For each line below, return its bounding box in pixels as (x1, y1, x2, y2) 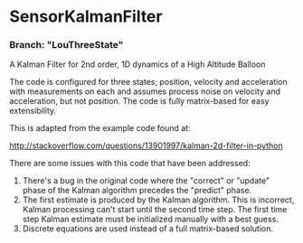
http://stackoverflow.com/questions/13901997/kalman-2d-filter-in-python (9, 140, 283, 151)
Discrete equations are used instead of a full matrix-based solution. (22, 223, 274, 234)
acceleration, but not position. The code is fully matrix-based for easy (9, 96, 270, 107)
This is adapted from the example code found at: (9, 123, 191, 134)
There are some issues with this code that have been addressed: (9, 158, 251, 169)
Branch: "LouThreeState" (9, 39, 124, 51)
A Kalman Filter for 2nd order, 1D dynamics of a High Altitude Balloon (9, 59, 266, 70)
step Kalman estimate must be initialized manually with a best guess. (22, 214, 279, 225)
